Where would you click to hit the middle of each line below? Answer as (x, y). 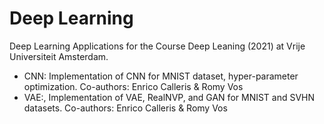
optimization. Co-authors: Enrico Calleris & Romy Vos (133, 86)
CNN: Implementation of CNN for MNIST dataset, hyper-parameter (161, 76)
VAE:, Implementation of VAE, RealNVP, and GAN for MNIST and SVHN (169, 97)
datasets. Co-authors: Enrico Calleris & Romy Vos (125, 108)
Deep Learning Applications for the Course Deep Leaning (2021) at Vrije (157, 46)
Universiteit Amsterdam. (59, 56)
